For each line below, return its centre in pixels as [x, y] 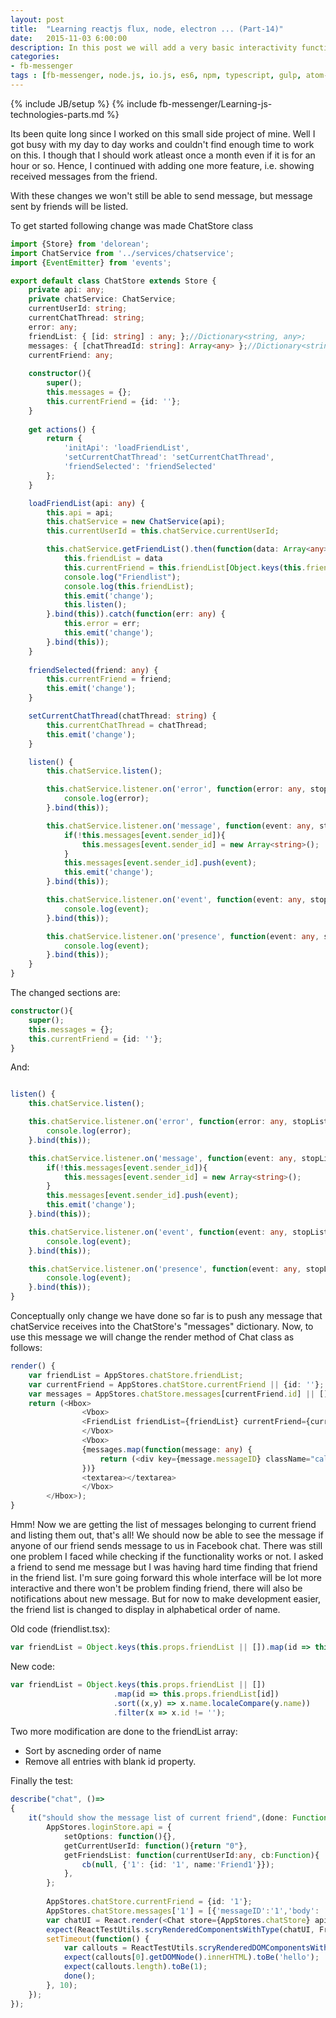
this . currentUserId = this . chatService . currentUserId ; [163, 531]
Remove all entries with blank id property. [110, 1762]
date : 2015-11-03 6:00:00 [69, 38]
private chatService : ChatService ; [102, 299]
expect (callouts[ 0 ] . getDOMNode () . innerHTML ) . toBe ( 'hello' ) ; [191, 1957]
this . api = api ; [80, 512]
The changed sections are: [65, 992]
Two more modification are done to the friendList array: [124, 1732]
